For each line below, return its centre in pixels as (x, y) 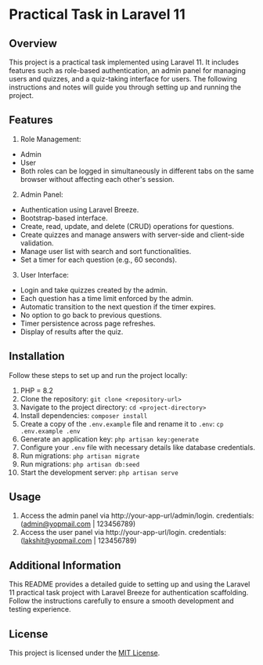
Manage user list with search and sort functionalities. (106, 251)
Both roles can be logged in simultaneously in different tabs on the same (137, 171)
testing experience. (40, 609)
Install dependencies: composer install (84, 415)
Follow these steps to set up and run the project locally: (98, 375)
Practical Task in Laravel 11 (97, 15)
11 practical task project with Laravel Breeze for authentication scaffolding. (129, 593)
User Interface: (45, 274)
